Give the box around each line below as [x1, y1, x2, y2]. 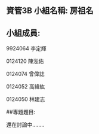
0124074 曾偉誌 [6, 71, 45, 78]
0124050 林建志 [6, 96, 45, 103]
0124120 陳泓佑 [6, 57, 44, 65]
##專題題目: [6, 108, 36, 115]
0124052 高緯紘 [6, 83, 45, 90]
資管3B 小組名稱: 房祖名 [6, 5, 94, 16]
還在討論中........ [6, 121, 45, 129]
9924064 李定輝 [6, 45, 47, 52]
